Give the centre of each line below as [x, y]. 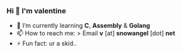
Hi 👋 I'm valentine [36, 11]
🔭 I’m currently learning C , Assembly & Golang [83, 26]
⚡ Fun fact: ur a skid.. [47, 43]
